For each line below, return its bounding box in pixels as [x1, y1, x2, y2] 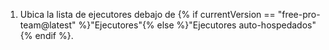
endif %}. [34, 30, 74, 41]
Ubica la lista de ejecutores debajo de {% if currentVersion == [19, 9, 276, 20]
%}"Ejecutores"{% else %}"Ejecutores [78, 19, 237, 31]
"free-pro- [277, 9, 321, 20]
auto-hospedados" [238, 19, 317, 31]
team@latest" [19, 19, 77, 31]
